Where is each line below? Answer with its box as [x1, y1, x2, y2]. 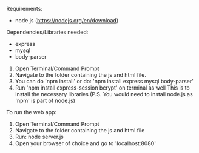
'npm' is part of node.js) [15, 97, 76, 104]
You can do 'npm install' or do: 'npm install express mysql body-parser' [15, 78, 194, 85]
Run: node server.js [15, 133, 64, 140]
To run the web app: [6, 109, 56, 116]
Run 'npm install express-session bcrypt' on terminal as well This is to [15, 84, 190, 91]
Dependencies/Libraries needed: [6, 28, 89, 36]
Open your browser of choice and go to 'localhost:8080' [15, 140, 157, 147]
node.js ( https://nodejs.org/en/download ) [15, 17, 119, 24]
